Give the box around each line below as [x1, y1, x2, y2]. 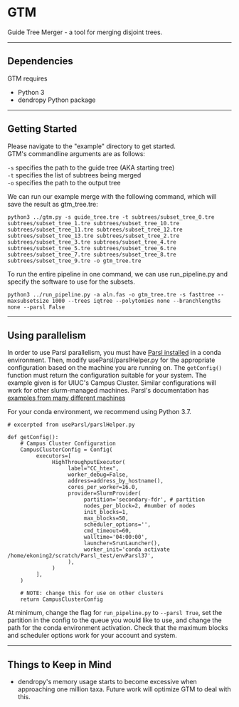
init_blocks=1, [83, 509, 129, 516]
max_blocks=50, [83, 515, 129, 522]
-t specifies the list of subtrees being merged [7, 170, 142, 179]
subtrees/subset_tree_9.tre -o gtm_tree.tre [7, 257, 142, 264]
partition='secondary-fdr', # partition [83, 496, 205, 503]
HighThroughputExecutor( [52, 459, 126, 466]
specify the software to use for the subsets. [7, 277, 135, 286]
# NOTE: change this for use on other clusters [20, 589, 164, 597]
